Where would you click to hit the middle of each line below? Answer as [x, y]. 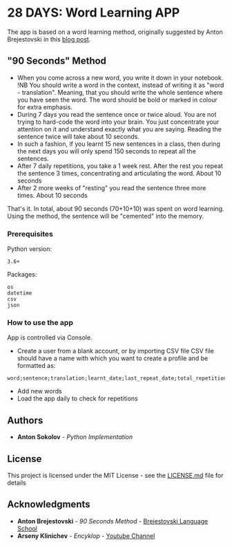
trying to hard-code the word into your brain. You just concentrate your [118, 122]
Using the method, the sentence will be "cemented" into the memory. [106, 216]
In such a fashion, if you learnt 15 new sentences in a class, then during [119, 144]
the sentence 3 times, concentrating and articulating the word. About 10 [119, 173]
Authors [25, 420]
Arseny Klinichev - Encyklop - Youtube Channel [86, 536]
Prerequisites [30, 234]
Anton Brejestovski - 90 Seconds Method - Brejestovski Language [113, 521]
